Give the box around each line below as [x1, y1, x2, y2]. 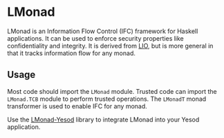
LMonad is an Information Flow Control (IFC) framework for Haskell [7, 27, 198, 35]
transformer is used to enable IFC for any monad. [7, 101, 147, 110]
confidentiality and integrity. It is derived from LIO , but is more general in [7, 41, 214, 50]
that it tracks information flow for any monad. [7, 49, 136, 57]
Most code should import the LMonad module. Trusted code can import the [7, 87, 217, 95]
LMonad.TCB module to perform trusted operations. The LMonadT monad [7, 95, 207, 103]
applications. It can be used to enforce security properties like [7, 34, 185, 42]
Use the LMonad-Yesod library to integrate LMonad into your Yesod [7, 115, 200, 124]
